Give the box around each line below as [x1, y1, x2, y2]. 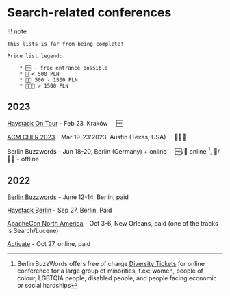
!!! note [7, 27, 27, 36]
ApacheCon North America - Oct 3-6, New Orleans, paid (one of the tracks [7, 219, 219, 228]
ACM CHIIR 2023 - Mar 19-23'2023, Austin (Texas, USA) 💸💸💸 [7, 133, 187, 141]
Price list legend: [7, 53, 63, 59]
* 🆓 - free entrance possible [19, 64, 108, 71]
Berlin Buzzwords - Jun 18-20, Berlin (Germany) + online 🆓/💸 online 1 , [7, 146, 212, 155]
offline [21, 155, 40, 163]
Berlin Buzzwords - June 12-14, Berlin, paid [7, 193, 129, 201]
